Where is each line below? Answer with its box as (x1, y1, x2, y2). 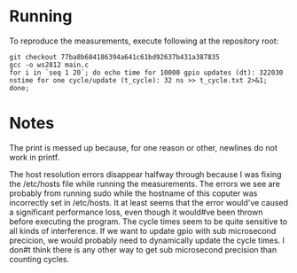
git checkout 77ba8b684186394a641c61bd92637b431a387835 (9, 52, 220, 61)
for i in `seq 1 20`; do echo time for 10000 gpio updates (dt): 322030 (9, 68, 284, 77)
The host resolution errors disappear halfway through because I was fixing (9, 168, 282, 179)
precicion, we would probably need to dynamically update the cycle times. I (9, 235, 285, 246)
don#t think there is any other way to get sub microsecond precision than (9, 244, 277, 254)
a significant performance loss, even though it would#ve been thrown (9, 207, 263, 217)
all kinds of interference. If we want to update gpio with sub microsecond (9, 225, 277, 236)
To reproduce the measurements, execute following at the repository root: (9, 35, 279, 46)
